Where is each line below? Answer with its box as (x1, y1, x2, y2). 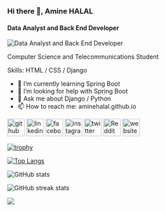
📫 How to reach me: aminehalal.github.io (17, 103, 137, 111)
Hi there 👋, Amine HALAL (7, 6, 93, 16)
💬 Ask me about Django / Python (17, 94, 112, 103)
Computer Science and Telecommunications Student (7, 52, 159, 61)
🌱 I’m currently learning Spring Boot (17, 79, 121, 88)
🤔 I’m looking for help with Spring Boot (17, 87, 128, 96)
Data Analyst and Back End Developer (7, 24, 120, 32)
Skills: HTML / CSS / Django (7, 66, 87, 75)
